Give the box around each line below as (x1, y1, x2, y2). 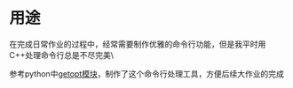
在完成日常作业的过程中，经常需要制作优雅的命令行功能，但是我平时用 (9, 39, 266, 49)
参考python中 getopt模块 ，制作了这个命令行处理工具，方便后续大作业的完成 (9, 68, 284, 79)
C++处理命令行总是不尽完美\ (9, 49, 114, 60)
